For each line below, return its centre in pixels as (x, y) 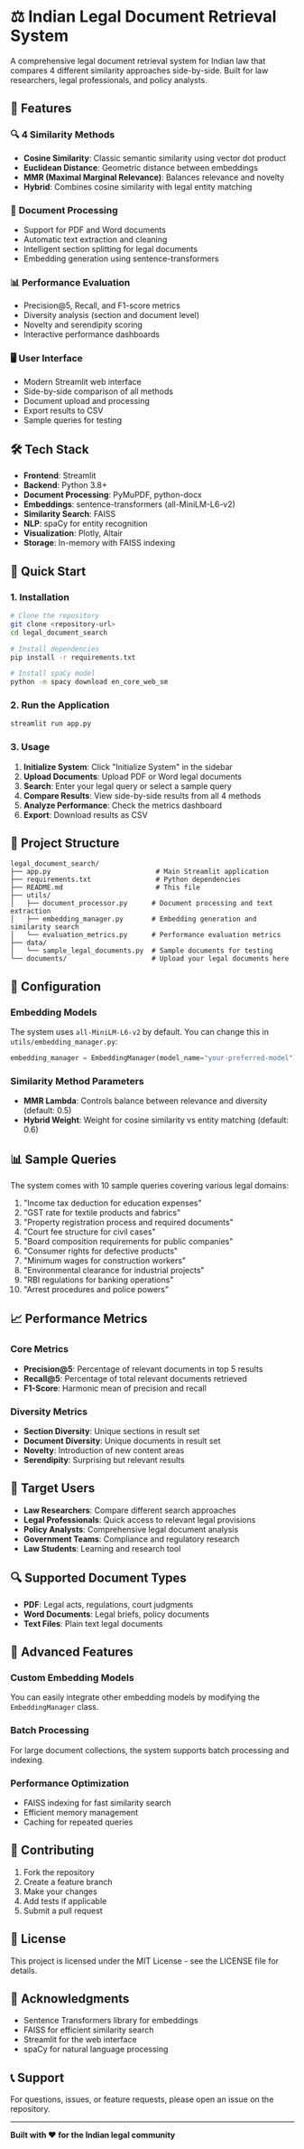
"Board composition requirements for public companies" (128, 1242)
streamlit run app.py (51, 724)
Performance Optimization (70, 1783)
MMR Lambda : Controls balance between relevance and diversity (145, 1101)
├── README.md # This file (106, 887)
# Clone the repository (55, 616)
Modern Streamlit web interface (83, 381)
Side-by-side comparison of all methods (98, 391)
